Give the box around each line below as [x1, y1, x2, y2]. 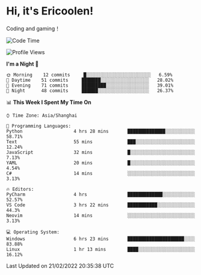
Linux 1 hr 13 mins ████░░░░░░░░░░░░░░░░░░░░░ [6, 246, 196, 252]
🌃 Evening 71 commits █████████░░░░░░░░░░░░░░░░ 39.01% [6, 82, 173, 88]
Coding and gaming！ [6, 25, 60, 32]
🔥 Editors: [6, 186, 34, 192]
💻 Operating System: [6, 229, 60, 235]
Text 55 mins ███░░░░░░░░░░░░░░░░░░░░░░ [6, 138, 196, 145]
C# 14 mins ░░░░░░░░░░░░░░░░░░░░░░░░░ [6, 170, 196, 176]
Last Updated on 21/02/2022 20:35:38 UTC [6, 262, 114, 269]
